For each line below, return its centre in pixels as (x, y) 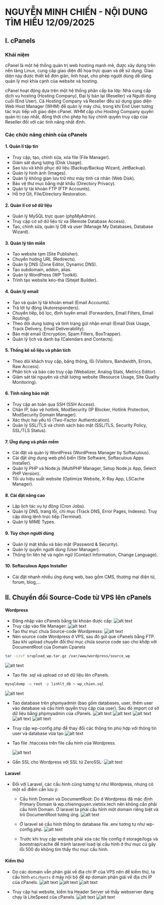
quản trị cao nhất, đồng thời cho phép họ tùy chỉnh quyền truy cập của (76, 117)
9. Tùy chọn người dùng (30, 533)
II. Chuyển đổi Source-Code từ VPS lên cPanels (78, 598)
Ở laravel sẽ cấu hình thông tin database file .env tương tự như (82, 824)
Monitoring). (25, 382)
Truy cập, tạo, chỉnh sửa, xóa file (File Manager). (61, 157)
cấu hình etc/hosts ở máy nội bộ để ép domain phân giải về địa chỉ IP (82, 877)
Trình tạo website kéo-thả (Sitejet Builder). (55, 280)
